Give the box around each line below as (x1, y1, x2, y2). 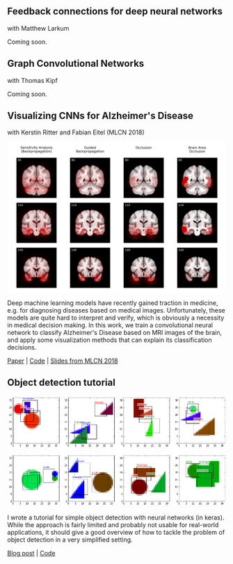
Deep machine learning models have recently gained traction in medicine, (7, 299, 218, 307)
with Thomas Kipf (7, 76, 58, 84)
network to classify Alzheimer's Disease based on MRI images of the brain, (7, 328, 223, 336)
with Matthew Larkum (7, 24, 70, 32)
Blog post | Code (7, 549, 56, 558)
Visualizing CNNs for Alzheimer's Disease (7, 110, 193, 122)
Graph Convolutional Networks (7, 58, 145, 70)
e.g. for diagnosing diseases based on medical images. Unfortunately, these (7, 306, 225, 314)
